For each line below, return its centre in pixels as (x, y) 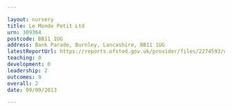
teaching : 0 (24, 58)
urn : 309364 (24, 32)
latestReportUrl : (32, 52)
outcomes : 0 (24, 77)
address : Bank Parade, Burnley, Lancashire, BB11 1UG (86, 45)
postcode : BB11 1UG (35, 38)
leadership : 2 (28, 70)
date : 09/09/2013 (32, 90)
